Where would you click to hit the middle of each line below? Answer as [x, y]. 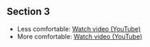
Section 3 [29, 12]
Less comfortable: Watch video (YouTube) [79, 28]
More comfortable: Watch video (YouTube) [80, 36]
